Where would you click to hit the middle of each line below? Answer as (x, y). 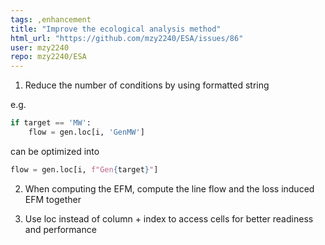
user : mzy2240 (40, 47)
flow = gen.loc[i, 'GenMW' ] (86, 132)
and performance (60, 229)
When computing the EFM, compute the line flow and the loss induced (169, 188)
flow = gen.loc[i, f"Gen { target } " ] (84, 169)
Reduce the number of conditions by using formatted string (147, 85)
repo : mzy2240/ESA (48, 57)
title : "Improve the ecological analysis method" (116, 29)
